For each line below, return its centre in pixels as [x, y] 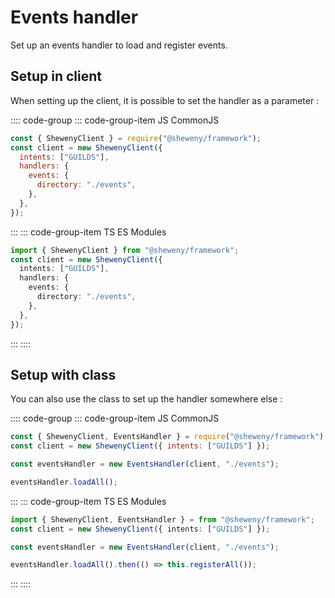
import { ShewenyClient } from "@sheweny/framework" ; [125, 250]
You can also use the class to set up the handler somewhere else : [146, 399]
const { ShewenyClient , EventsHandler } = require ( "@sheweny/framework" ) [167, 437]
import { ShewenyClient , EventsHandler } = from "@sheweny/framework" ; [162, 519]
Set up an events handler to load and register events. [119, 45]
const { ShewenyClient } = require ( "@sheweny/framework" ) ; [136, 138]
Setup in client [56, 76]
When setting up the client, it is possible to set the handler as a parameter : [165, 100]
